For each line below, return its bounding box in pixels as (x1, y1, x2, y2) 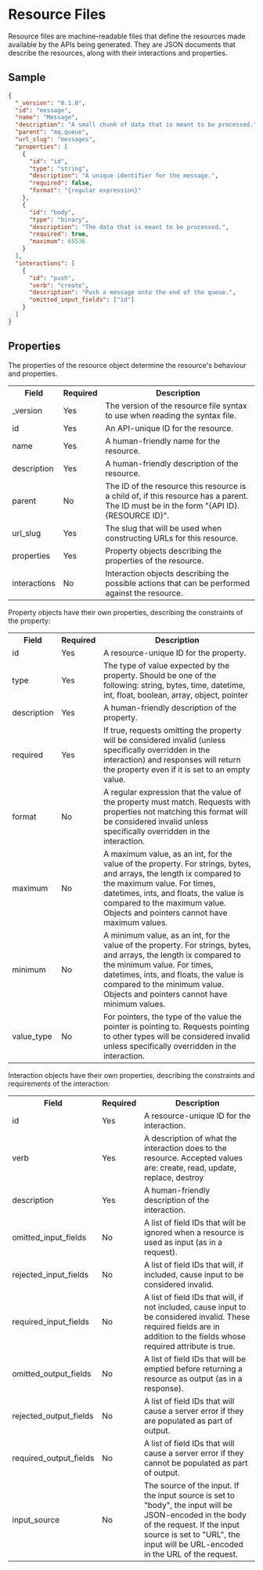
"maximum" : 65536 (28, 238, 86, 246)
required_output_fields (12, 1452, 95, 1463)
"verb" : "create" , (28, 281, 89, 290)
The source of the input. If (143, 1480, 240, 1491)
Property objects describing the (105, 545, 222, 556)
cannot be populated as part (143, 1457, 248, 1468)
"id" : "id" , (28, 157, 68, 166)
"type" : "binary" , (28, 216, 89, 224)
